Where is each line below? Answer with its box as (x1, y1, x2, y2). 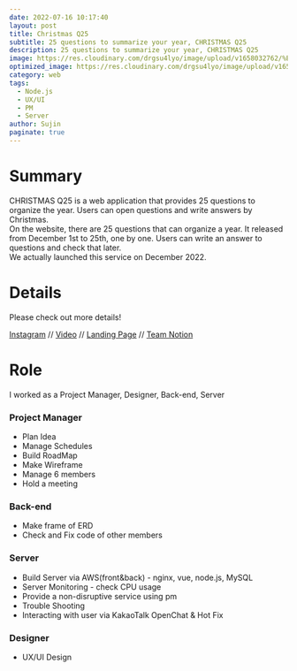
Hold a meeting (21, 478, 78, 489)
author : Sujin (9, 120, 62, 129)
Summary (9, 166, 82, 187)
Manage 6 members (21, 469, 95, 479)
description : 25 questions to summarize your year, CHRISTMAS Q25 (9, 46, 259, 55)
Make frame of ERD (21, 521, 94, 531)
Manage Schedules (21, 440, 93, 451)
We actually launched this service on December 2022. (9, 251, 207, 262)
